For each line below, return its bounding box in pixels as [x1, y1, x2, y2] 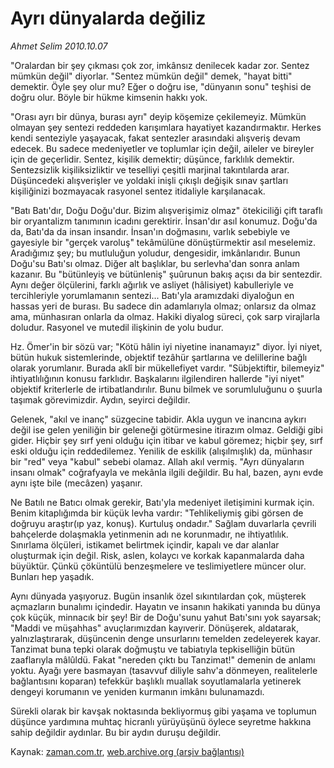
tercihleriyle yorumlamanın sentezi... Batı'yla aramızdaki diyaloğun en [10, 289, 295, 301]
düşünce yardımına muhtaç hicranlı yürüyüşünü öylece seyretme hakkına [10, 715, 312, 727]
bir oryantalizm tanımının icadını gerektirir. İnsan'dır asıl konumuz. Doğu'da [10, 215, 318, 227]
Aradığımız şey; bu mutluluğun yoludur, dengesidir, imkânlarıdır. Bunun [10, 247, 301, 259]
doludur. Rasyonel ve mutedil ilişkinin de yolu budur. [10, 321, 224, 333]
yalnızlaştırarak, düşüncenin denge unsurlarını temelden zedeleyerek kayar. [10, 632, 321, 644]
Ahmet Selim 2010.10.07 [10, 40, 108, 52]
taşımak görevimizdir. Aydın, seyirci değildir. [10, 393, 191, 406]
